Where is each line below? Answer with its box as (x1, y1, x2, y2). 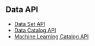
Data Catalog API (14, 27, 56, 34)
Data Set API (14, 20, 46, 27)
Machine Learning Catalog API (14, 32, 89, 40)
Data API (5, 5, 39, 15)
